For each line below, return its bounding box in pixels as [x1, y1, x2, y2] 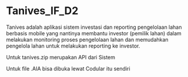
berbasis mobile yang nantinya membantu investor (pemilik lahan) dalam [6, 29, 182, 36]
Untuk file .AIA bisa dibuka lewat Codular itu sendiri [6, 65, 130, 72]
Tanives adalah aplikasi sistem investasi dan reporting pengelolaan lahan [6, 24, 182, 31]
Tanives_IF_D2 [6, 4, 79, 18]
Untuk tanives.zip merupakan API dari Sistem [6, 53, 116, 61]
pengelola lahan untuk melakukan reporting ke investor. [6, 42, 140, 49]
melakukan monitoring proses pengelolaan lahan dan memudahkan [6, 36, 169, 43]
